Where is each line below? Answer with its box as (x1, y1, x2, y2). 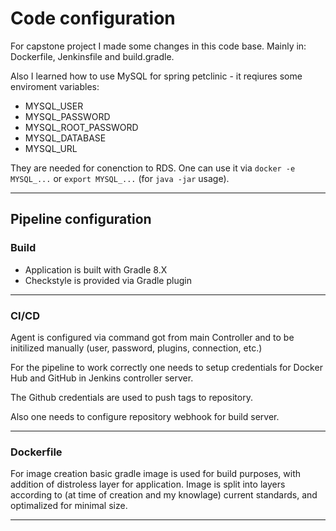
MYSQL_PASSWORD (24, 110, 111, 122)
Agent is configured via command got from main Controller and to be (10, 331, 295, 343)
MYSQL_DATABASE (24, 132, 107, 144)
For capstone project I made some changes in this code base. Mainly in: (10, 40, 307, 52)
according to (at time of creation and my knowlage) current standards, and (10, 489, 318, 501)
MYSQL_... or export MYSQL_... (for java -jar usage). (10, 172, 230, 184)
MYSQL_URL (24, 142, 78, 154)
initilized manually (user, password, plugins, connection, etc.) (10, 342, 263, 354)
